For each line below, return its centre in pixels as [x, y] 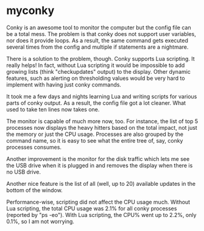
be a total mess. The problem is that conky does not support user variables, [101, 34]
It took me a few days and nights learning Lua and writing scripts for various [102, 96]
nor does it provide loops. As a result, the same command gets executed [97, 40]
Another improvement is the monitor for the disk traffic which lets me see [98, 158]
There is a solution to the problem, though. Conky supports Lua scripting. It [100, 59]
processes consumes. [34, 147]
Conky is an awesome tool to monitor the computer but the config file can [99, 27]
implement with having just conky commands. [64, 84]
